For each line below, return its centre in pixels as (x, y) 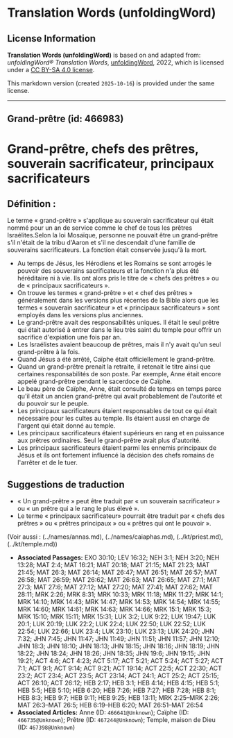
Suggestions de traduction (66, 484)
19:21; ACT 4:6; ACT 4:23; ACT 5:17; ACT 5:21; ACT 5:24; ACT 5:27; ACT (120, 661)
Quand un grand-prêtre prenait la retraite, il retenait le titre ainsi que (114, 367)
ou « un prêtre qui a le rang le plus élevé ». (78, 509)
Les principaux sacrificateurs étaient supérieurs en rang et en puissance (121, 433)
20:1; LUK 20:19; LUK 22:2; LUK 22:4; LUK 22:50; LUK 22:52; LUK (111, 624)
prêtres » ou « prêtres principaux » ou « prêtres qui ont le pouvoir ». (114, 523)
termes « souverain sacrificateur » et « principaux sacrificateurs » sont (119, 308)
